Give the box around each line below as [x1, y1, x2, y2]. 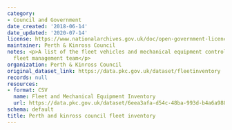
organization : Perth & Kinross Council [7, 61, 122, 68]
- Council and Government [7, 17, 81, 23]
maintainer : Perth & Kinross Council [7, 42, 116, 49]
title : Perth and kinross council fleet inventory [7, 112, 156, 119]
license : [7, 36, 32, 43]
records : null [7, 74, 48, 81]
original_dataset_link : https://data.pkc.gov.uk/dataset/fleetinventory [7, 67, 221, 74]
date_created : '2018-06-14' [7, 23, 88, 30]
